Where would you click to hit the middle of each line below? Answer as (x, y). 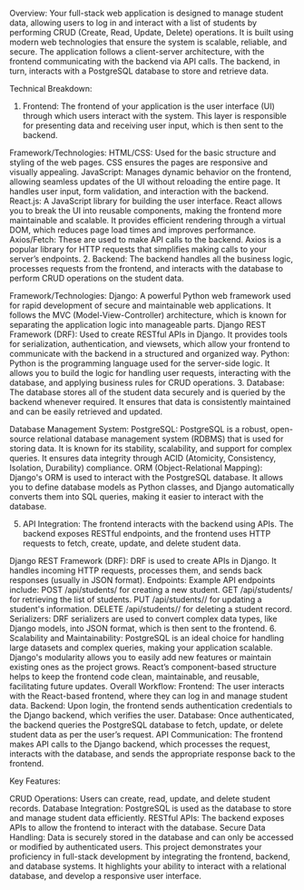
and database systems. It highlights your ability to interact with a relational (148, 866)
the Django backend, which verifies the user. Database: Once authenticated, (152, 715)
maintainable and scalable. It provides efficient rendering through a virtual (147, 220)
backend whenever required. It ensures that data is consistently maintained (150, 402)
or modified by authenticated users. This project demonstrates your (136, 847)
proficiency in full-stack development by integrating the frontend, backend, (150, 856)
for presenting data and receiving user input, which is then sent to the (153, 125)
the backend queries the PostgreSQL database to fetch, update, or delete (147, 725)
